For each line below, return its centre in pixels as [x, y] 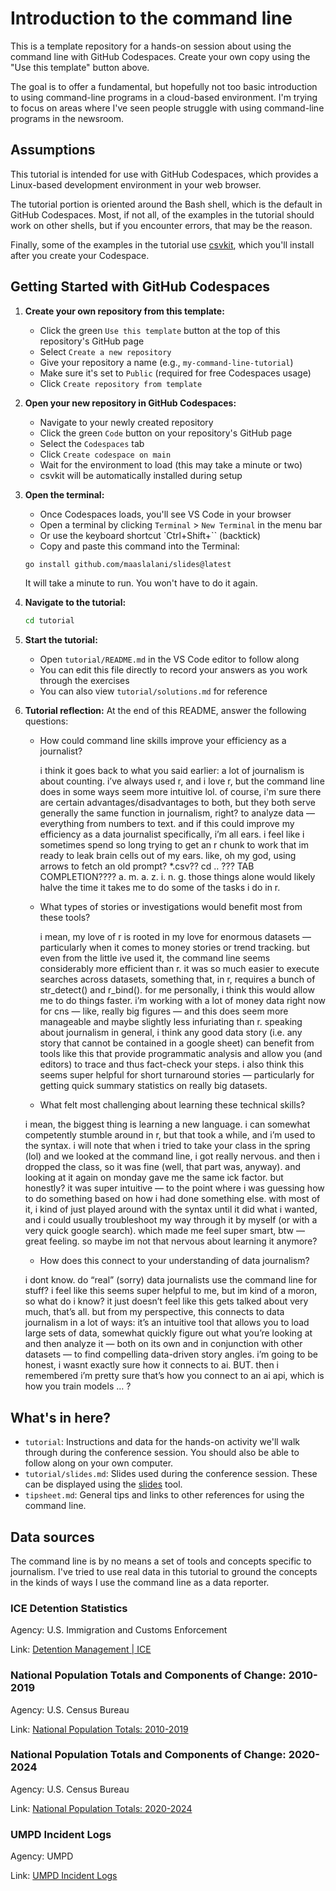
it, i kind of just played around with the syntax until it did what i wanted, [171, 1209]
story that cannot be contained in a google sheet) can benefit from [177, 1043]
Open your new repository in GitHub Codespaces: [130, 403]
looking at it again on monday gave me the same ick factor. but [154, 1178]
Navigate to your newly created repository [126, 422]
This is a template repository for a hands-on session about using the [151, 46]
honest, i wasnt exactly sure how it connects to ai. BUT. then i [151, 1365]
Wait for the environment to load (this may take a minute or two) [171, 464]
